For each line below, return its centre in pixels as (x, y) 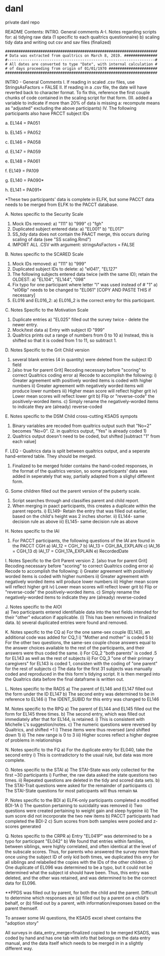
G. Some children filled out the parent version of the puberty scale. (73, 491)
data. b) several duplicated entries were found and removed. (66, 622)
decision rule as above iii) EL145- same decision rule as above (75, 521)
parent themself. (22, 908)
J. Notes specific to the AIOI (34, 607)
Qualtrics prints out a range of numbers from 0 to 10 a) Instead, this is (83, 335)
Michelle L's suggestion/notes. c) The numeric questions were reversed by (81, 724)
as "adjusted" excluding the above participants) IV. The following (71, 108)
